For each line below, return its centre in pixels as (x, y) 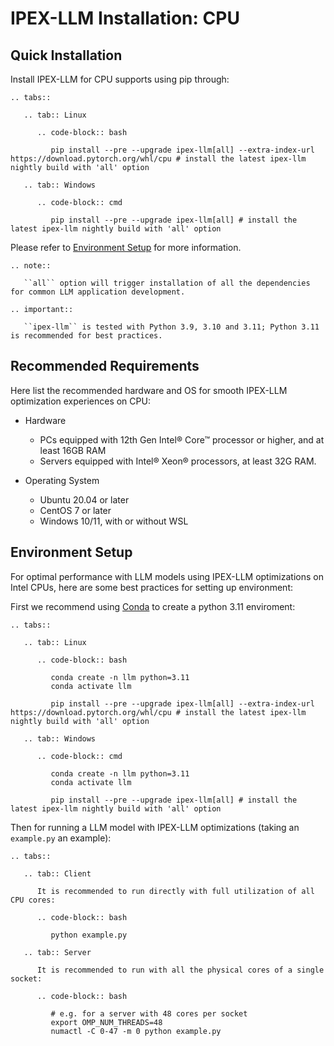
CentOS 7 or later (75, 510)
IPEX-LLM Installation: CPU (125, 18)
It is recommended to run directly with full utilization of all (175, 891)
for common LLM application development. (98, 292)
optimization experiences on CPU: (80, 401)
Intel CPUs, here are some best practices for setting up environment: (151, 587)
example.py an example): (61, 838)
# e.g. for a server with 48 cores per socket (149, 1013)
